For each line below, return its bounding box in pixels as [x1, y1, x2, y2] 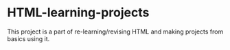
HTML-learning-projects [7, 5, 150, 21]
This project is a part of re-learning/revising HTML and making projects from [7, 27, 224, 36]
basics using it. [7, 34, 50, 42]
